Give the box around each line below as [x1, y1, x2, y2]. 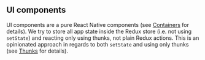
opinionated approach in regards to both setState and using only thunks [6, 40, 189, 48]
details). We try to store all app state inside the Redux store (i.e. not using [6, 28, 192, 35]
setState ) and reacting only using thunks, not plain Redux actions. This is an [6, 34, 199, 42]
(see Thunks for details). [6, 47, 69, 54]
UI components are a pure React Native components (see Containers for [6, 21, 189, 28]
